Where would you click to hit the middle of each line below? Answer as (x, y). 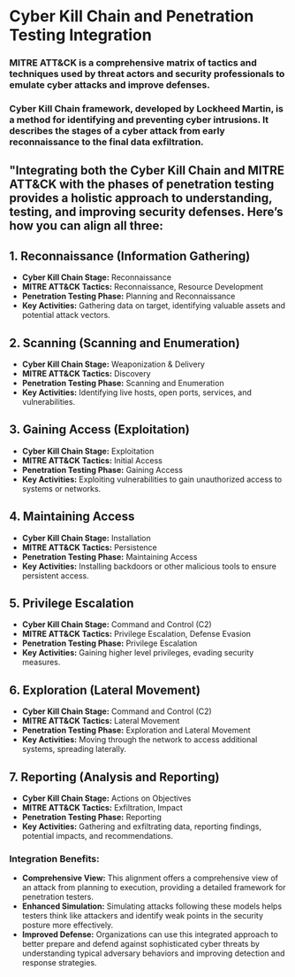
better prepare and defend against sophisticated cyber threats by (141, 944)
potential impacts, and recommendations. (98, 836)
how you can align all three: (86, 226)
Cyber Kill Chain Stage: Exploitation (88, 451)
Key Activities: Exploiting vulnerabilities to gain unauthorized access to (152, 479)
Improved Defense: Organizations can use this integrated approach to (150, 934)
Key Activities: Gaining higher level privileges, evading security (138, 653)
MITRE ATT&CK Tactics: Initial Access (92, 460)
